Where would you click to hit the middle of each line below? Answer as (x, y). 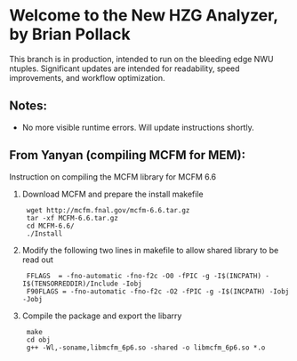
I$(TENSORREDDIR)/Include (70, 284)
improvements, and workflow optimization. (88, 77)
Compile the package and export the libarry (102, 316)
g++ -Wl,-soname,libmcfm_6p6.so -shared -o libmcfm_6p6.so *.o (146, 348)
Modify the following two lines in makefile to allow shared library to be (150, 250)
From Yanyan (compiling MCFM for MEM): (128, 155)
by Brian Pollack (70, 34)
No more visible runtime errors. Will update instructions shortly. (138, 127)
